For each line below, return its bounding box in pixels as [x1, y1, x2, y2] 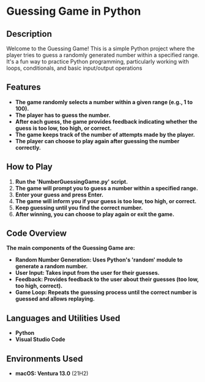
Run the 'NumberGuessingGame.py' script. [15, 178, 129, 185]
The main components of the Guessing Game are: [6, 244, 135, 252]
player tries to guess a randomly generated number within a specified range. [6, 51, 199, 59]
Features [6, 82, 41, 92]
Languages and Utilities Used [6, 313, 121, 323]
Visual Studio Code [15, 335, 65, 343]
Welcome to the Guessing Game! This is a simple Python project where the [6, 45, 195, 52]
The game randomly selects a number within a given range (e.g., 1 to [15, 98, 193, 105]
